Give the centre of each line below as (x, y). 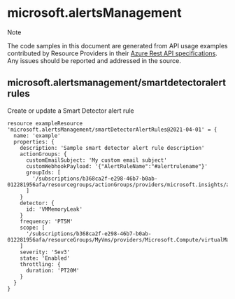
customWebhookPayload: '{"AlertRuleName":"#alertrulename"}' (117, 166)
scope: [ (33, 228)
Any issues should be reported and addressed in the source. (94, 60)
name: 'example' (37, 135)
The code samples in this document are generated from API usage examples (117, 46)
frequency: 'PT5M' (47, 221)
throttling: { (40, 264)
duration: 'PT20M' (52, 270)
